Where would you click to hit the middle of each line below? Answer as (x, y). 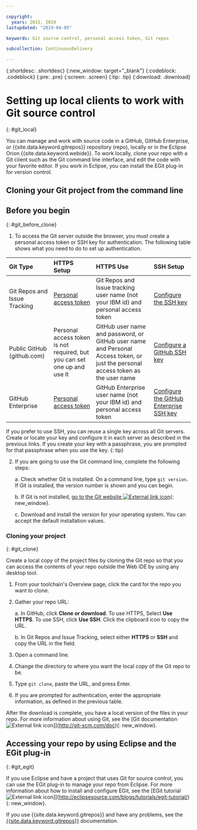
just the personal (119, 363)
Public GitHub (28, 349)
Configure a (170, 345)
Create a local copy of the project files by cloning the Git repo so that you (95, 560)
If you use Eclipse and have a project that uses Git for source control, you (95, 778)
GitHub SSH (170, 352)
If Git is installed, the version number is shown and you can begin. (94, 486)
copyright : (19, 16)
